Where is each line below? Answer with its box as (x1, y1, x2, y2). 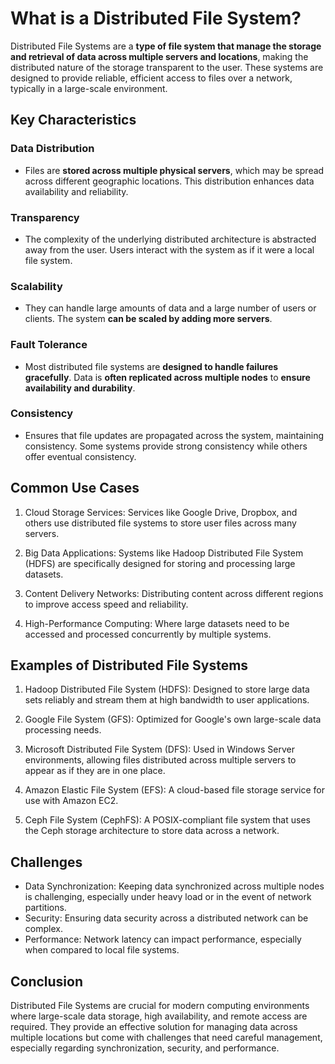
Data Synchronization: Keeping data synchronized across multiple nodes (24, 880, 325, 892)
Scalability (10, 279, 63, 293)
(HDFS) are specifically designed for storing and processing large (24, 557, 296, 569)
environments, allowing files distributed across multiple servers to (24, 754, 297, 766)
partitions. (24, 902, 67, 914)
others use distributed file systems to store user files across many (24, 517, 297, 529)
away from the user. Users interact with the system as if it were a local (24, 243, 315, 256)
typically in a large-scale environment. (10, 82, 168, 94)
